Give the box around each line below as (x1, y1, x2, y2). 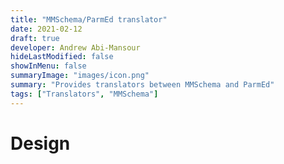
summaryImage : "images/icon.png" (10, 71, 150, 81)
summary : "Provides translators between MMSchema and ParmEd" (10, 80, 275, 90)
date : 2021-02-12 (10, 24, 83, 34)
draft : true (10, 33, 60, 43)
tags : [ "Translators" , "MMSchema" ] (10, 89, 159, 99)
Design (10, 132, 71, 155)
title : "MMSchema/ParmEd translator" (10, 14, 168, 25)
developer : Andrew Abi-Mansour (10, 42, 141, 53)
